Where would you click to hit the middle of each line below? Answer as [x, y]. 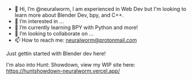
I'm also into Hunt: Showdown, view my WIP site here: [71, 65]
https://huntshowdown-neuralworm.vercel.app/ [63, 71]
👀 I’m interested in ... [39, 21]
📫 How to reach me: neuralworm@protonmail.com [76, 40]
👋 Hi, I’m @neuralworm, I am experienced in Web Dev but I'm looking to [100, 9]
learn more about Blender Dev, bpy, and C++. [69, 15]
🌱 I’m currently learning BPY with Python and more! [76, 27]
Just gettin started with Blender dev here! [56, 53]
